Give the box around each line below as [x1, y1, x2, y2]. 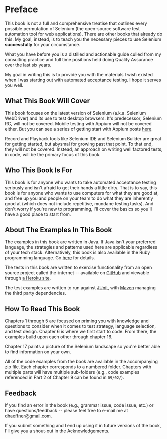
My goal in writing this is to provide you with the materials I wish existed [5, 71, 153, 77]
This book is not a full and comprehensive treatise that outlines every [5, 20, 147, 26]
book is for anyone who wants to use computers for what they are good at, [5, 190, 159, 196]
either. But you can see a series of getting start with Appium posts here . [5, 126, 153, 132]
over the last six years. [5, 62, 52, 68]
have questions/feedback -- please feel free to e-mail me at [5, 408, 128, 413]
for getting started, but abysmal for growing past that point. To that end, [5, 141, 153, 147]
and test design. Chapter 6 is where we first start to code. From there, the [5, 329, 157, 335]
